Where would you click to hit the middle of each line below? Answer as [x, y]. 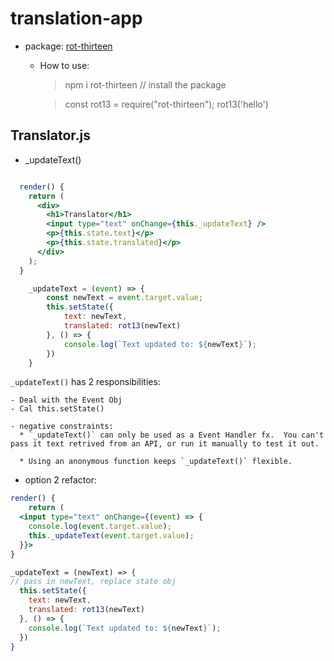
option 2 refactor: [60, 480]
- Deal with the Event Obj [66, 400]
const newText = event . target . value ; [124, 298]
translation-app [76, 18]
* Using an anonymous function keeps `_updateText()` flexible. [156, 462]
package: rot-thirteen [68, 46]
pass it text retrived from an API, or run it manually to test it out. [165, 444]
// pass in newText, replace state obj [93, 582]
